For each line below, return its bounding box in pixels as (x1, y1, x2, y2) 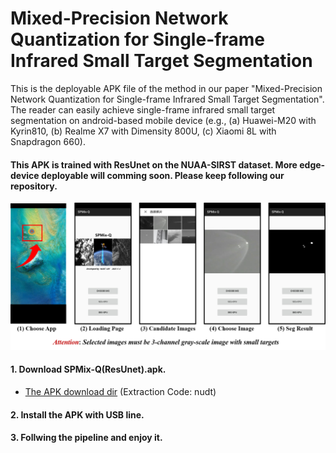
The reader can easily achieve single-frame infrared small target (10, 103, 276, 116)
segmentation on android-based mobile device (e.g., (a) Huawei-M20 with (10, 114, 317, 126)
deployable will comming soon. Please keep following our (40, 169, 285, 181)
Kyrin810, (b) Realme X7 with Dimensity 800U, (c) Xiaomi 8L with (10, 125, 277, 137)
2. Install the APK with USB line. (10, 408, 145, 421)
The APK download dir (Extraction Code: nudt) (24, 386, 217, 398)
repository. (10, 180, 58, 192)
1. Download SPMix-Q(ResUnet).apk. (10, 363, 167, 376)
